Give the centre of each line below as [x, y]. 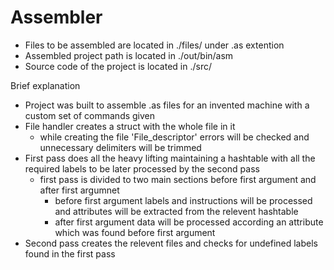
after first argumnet [79, 190]
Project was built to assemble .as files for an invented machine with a [167, 105]
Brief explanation [45, 85]
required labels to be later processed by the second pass [142, 168]
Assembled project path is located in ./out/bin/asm [129, 55]
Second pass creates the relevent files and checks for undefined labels [171, 243]
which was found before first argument [135, 232]
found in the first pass [70, 253]
